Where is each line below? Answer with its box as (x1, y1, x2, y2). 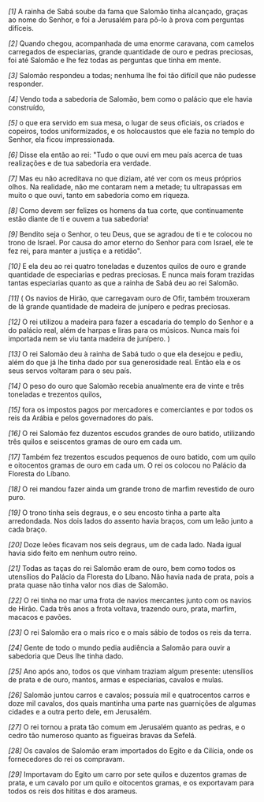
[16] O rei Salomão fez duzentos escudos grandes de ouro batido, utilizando (8, 429, 255, 438)
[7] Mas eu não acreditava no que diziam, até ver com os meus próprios (8, 173, 242, 183)
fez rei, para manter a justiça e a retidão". (8, 246, 142, 256)
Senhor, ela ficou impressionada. (8, 135, 115, 144)
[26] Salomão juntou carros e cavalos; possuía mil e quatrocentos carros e (8, 690, 251, 699)
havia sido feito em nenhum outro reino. (8, 548, 138, 558)
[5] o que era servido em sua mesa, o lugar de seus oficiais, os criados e (8, 118, 244, 127)
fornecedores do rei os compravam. (8, 755, 125, 763)
